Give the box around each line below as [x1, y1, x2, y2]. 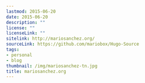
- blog [6, 57, 22, 63]
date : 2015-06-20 [6, 14, 48, 20]
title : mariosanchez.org [6, 68, 66, 74]
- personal [6, 52, 33, 58]
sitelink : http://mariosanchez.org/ [6, 36, 95, 41]
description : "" [6, 19, 45, 25]
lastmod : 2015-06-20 [6, 8, 56, 15]
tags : [6, 47, 19, 53]
